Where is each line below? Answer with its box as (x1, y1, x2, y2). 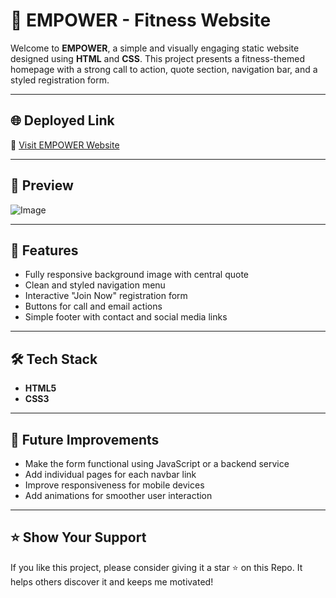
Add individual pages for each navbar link (24, 469, 197, 480)
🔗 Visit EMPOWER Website (10, 139, 120, 151)
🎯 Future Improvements (10, 431, 160, 448)
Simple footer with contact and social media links (24, 311, 228, 323)
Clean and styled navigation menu (24, 279, 166, 291)
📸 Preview (10, 177, 74, 194)
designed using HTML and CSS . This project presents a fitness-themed (10, 52, 306, 64)
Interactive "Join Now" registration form (24, 290, 188, 302)
